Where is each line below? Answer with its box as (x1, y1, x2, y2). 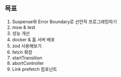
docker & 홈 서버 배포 (12, 36, 55, 42)
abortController (12, 60, 44, 66)
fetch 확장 (12, 49, 33, 55)
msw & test (12, 24, 36, 30)
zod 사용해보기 (12, 43, 42, 49)
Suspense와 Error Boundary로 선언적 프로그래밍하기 (12, 19, 117, 25)
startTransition (12, 54, 42, 61)
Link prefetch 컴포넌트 (12, 66, 57, 72)
